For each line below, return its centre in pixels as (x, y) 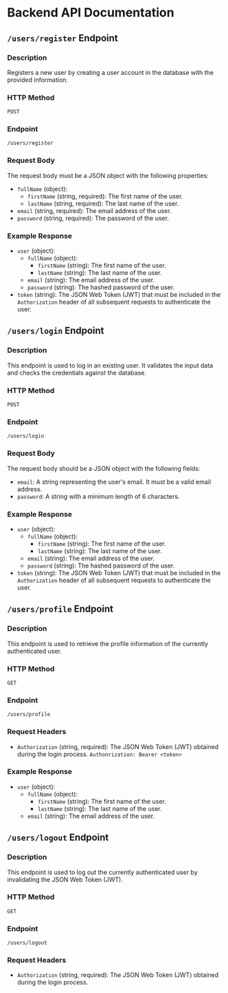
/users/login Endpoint (56, 331)
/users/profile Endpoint (60, 609)
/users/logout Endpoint (58, 837)
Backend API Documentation (91, 13)
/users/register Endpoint (62, 38)
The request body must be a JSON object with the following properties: (108, 175)
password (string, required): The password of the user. (93, 218)
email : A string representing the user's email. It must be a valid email (114, 482)
